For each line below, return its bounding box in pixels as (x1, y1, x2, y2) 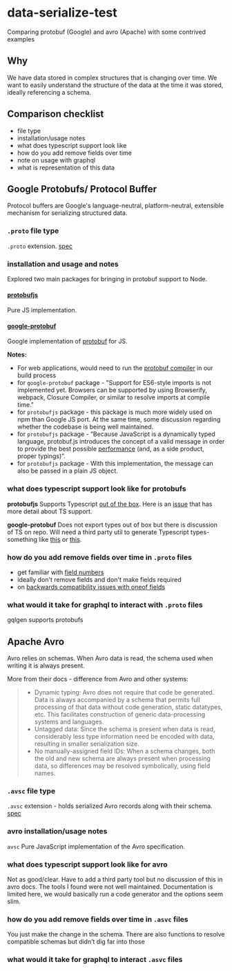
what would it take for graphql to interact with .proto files (7, 600, 204, 610)
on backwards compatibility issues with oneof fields (17, 583, 166, 591)
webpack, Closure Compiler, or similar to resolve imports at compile (17, 393, 211, 402)
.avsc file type (7, 786, 56, 795)
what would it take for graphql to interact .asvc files (7, 955, 183, 965)
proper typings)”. (17, 452, 66, 460)
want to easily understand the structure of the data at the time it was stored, (7, 81, 224, 89)
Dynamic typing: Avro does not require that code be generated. (34, 688, 215, 697)
